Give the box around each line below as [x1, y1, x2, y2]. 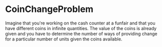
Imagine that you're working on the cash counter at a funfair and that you [5, 20, 156, 26]
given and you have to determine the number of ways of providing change [5, 30, 158, 36]
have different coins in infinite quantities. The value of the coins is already [5, 25, 157, 31]
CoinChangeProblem [5, 3, 94, 15]
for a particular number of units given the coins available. [5, 36, 123, 42]
